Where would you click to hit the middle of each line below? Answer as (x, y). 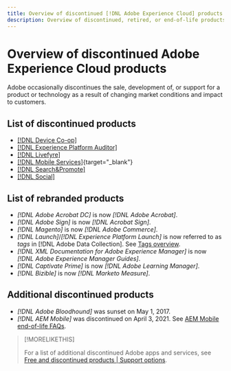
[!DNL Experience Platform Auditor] (67, 148)
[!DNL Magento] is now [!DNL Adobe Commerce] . (87, 229)
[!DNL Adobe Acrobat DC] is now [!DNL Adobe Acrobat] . (97, 215)
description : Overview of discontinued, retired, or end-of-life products (117, 20)
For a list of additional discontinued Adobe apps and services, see (118, 352)
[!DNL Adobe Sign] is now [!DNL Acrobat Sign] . (84, 222)
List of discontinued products (71, 123)
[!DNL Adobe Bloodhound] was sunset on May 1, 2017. (93, 311)
